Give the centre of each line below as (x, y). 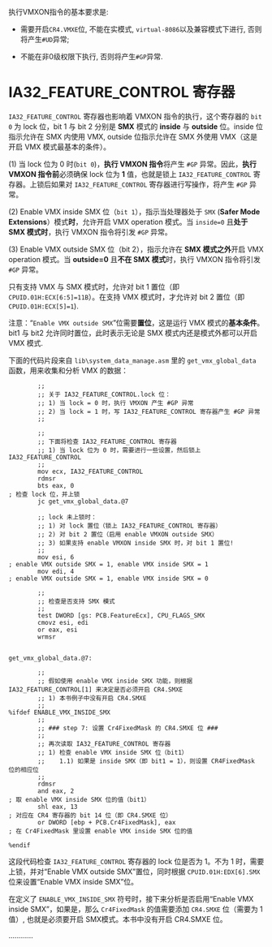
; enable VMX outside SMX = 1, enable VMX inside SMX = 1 (108, 564)
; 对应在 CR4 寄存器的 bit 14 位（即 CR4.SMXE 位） (90, 815)
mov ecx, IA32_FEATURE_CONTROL (91, 471)
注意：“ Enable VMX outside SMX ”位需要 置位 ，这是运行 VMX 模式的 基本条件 (133, 322)
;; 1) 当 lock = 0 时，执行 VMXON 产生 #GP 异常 (116, 403)
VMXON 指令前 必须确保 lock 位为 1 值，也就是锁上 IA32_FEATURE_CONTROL (130, 174)
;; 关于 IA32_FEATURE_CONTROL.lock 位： (104, 394)
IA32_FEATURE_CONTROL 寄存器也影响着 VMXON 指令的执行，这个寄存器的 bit (135, 116)
